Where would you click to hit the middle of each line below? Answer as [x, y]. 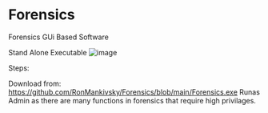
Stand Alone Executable [48, 52]
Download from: [35, 83]
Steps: [19, 68]
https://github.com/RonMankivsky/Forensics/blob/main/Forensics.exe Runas [134, 92]
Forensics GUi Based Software [59, 37]
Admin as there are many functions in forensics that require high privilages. [132, 100]
